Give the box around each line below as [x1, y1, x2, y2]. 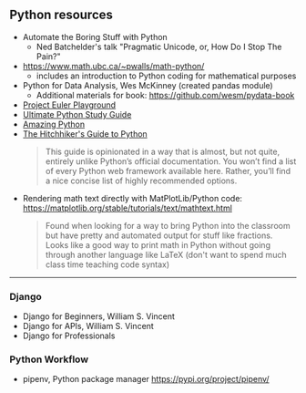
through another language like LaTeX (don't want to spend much [45, 249, 287, 260]
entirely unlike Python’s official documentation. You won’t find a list [45, 155, 297, 167]
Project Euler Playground [22, 99, 117, 110]
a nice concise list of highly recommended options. [45, 175, 238, 186]
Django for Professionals [22, 330, 116, 341]
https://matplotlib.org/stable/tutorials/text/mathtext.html [22, 202, 232, 213]
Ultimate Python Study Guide [22, 109, 132, 119]
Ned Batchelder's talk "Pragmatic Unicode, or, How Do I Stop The [36, 41, 282, 52]
